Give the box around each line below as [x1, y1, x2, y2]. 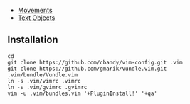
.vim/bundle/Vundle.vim [7, 71, 78, 79]
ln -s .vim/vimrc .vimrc [7, 77, 81, 84]
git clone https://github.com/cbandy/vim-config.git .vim [7, 59, 183, 66]
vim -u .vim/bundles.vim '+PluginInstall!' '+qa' [7, 90, 158, 97]
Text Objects [17, 13, 56, 22]
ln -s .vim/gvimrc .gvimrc [7, 83, 88, 91]
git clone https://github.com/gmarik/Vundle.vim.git [7, 65, 167, 72]
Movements [17, 6, 53, 14]
